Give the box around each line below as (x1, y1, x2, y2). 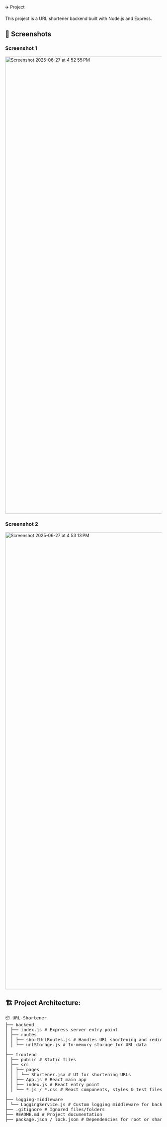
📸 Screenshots (5, 30, 52, 38)
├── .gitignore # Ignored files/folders (5, 1107, 105, 1112)
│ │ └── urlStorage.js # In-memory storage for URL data (5, 1042, 147, 1047)
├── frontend (5, 1052, 37, 1057)
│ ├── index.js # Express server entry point (5, 1027, 118, 1032)
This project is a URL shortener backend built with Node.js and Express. (5, 15, 153, 21)
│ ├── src (5, 1062, 29, 1067)
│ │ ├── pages (5, 1067, 40, 1072)
